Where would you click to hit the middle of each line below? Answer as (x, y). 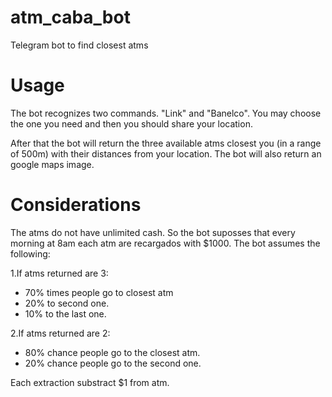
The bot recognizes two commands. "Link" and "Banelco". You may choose (166, 113)
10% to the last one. (65, 313)
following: (30, 253)
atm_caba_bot (70, 17)
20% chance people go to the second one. (113, 363)
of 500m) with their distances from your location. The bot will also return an (166, 153)
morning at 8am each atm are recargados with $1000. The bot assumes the (165, 243)
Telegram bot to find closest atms (79, 45)
